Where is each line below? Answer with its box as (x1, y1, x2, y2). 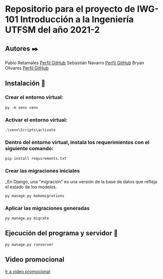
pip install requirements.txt (5, 156, 67, 161)
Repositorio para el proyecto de (5, 3, 136, 15)
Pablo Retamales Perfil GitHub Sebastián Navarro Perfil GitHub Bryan (5, 60, 144, 66)
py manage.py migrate (5, 216, 49, 221)
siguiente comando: (5, 145, 54, 152)
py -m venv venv (5, 105, 38, 110)
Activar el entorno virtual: (5, 116, 68, 123)
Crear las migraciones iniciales (5, 168, 80, 175)
